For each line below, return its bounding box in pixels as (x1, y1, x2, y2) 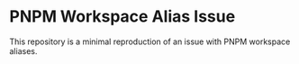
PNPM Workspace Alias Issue (9, 6, 236, 27)
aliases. (9, 45, 38, 56)
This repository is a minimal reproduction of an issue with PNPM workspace (9, 36, 291, 47)
